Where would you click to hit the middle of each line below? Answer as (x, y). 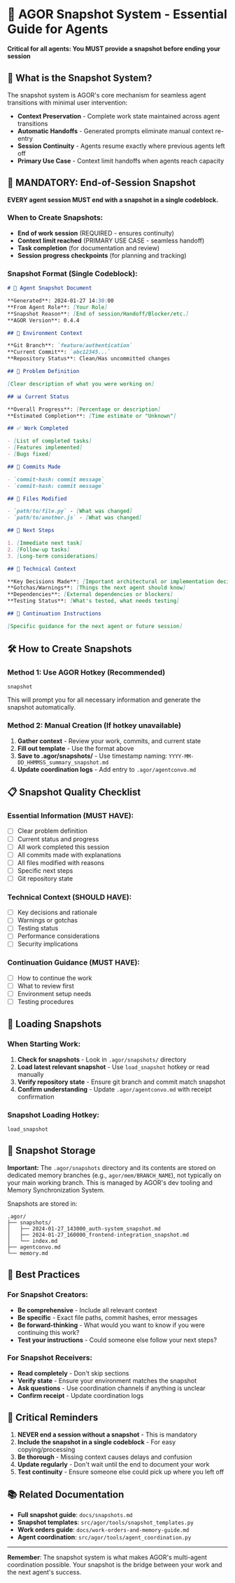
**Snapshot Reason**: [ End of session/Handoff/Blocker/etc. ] (98, 314)
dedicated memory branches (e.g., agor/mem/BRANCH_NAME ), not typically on (114, 1175)
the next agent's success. (44, 1572)
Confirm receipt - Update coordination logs (80, 1395)
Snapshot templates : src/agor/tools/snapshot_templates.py (105, 1522)
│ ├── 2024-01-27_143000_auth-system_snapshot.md (84, 1229)
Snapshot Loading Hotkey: (54, 1115)
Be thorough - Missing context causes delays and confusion (105, 1457)
